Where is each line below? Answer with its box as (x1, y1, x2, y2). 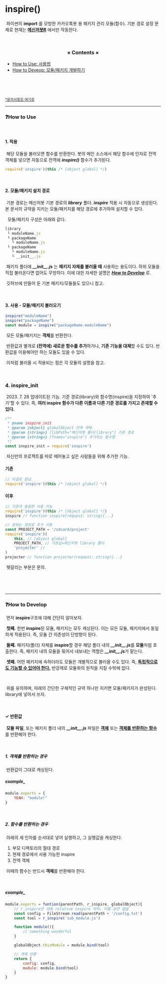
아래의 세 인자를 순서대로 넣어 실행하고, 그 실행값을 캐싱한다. (6, 835, 123, 840)
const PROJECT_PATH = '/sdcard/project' (5, 527, 90, 532)
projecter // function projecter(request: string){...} (5, 554, 123, 560)
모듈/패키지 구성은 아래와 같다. (7, 216, 66, 222)
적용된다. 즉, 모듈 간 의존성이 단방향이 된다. (14, 631, 97, 638)
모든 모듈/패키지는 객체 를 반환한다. (6, 332, 73, 338)
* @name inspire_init (7, 421, 52, 426)
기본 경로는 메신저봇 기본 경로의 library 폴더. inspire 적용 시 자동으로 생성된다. (6, 199, 158, 205)
